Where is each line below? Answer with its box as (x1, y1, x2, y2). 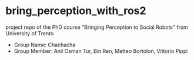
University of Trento (5, 29, 54, 36)
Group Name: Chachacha (14, 41, 76, 48)
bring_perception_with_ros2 (5, 4, 146, 18)
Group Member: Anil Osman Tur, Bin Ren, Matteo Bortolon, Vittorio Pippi (14, 47, 188, 54)
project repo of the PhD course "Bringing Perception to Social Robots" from (5, 24, 189, 31)
